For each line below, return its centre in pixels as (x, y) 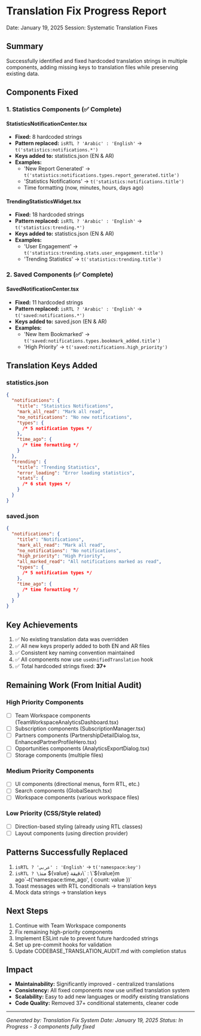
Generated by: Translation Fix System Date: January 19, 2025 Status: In (95, 1020)
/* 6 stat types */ (46, 484)
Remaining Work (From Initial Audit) (74, 685)
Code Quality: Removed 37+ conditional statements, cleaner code (97, 1003)
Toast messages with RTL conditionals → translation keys (86, 886)
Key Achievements (42, 625)
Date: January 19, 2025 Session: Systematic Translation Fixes (82, 28)
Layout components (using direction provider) (71, 833)
